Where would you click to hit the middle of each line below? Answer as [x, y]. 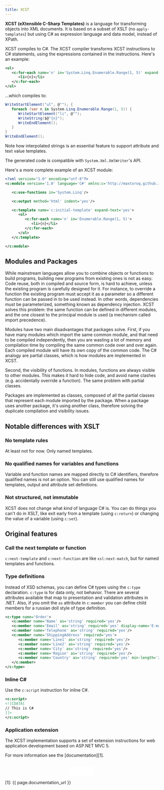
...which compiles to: [26, 96]
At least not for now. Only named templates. [49, 451]
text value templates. [26, 151]
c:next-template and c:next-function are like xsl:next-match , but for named [82, 558]
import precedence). [26, 320]
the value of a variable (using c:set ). [42, 518]
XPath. [12, 39]
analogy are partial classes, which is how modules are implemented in [75, 356]
